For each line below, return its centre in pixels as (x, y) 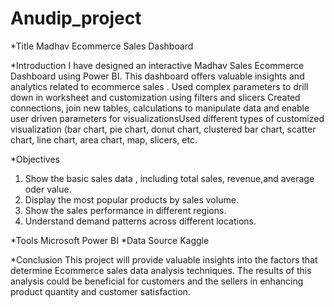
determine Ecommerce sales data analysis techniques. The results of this (161, 270)
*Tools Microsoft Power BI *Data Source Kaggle (110, 240)
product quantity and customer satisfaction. (100, 291)
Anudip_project (76, 18)
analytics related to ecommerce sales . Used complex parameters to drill (159, 86)
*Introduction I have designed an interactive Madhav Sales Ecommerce (157, 65)
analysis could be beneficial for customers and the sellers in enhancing (157, 281)
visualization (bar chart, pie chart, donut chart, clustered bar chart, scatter (163, 129)
